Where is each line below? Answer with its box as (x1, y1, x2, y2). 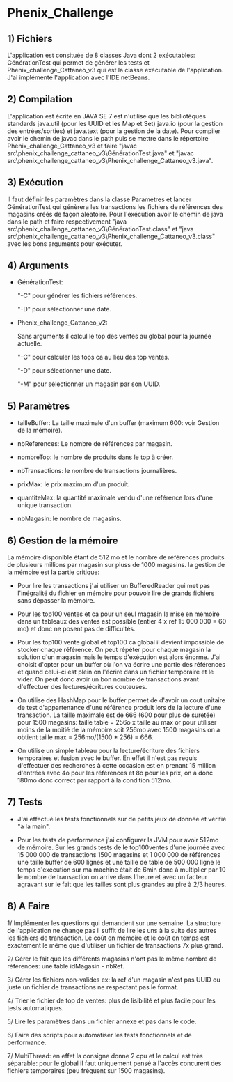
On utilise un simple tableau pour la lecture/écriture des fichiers (17, 747, 200, 755)
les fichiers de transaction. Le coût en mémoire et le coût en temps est (7, 934, 210, 942)
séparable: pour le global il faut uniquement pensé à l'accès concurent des (7, 1059, 222, 1067)
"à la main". (17, 822, 51, 830)
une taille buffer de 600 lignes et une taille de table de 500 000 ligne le (17, 858, 221, 866)
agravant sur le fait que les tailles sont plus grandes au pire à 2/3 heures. (17, 880, 227, 888)
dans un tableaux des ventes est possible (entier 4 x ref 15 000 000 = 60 (17, 617, 227, 626)
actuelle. (17, 339, 42, 348)
